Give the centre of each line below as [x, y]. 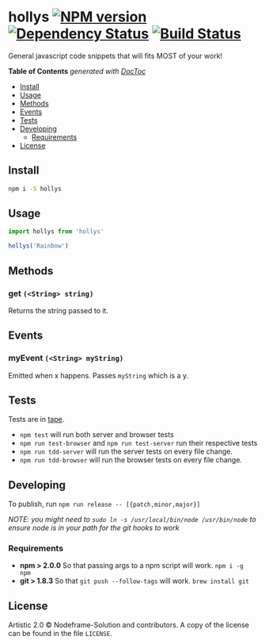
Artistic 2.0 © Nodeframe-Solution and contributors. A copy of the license [129, 625]
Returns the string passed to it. [59, 310]
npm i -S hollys [35, 189]
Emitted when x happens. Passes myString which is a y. [98, 375]
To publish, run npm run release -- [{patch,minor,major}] [104, 504]
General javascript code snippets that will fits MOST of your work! [115, 56]
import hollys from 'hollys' [56, 232]
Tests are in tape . [36, 420]
